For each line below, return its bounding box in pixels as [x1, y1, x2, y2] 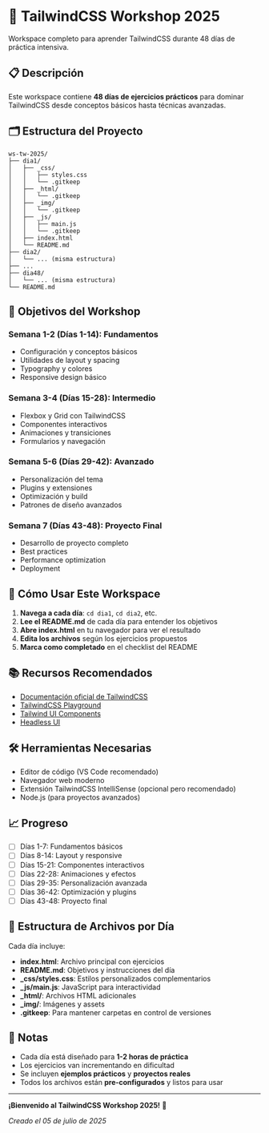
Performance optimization [19, 555, 106, 565]
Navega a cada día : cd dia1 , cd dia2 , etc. [19, 608, 158, 618]
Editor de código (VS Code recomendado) [19, 767, 159, 776]
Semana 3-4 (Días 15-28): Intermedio [8, 393, 156, 404]
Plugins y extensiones [19, 482, 93, 492]
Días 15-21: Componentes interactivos [19, 860, 145, 869]
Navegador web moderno [19, 775, 105, 784]
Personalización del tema [19, 474, 104, 484]
